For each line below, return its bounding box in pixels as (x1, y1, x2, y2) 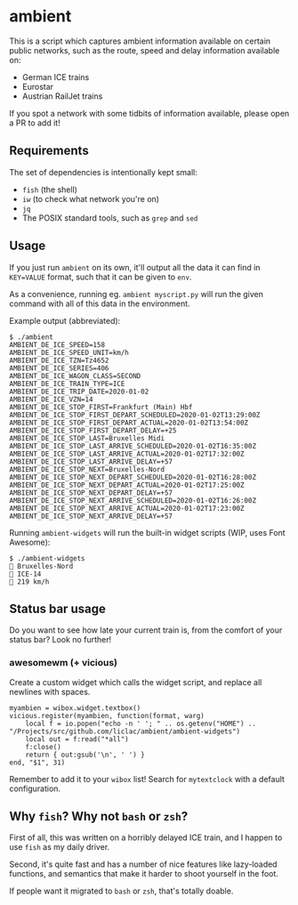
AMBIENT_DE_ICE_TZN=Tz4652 (9, 356, 109, 365)
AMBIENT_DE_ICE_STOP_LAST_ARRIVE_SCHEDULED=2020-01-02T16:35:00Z (9, 441, 256, 450)
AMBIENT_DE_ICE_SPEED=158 (9, 340, 105, 349)
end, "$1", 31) (9, 758, 66, 767)
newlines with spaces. (9, 686, 91, 697)
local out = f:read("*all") (25, 734, 129, 744)
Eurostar (21, 81, 54, 92)
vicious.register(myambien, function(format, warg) (9, 711, 205, 720)
